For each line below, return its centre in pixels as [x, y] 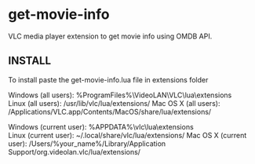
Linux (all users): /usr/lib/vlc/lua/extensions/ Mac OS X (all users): [114, 103]
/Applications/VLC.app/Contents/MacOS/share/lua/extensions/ [110, 111]
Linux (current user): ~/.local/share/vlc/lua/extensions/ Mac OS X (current [127, 135]
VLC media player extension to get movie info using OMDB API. [110, 36]
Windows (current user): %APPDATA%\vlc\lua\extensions [101, 126]
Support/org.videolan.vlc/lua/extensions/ [75, 151]
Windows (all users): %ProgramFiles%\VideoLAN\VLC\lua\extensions [120, 95]
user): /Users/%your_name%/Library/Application [87, 144]
